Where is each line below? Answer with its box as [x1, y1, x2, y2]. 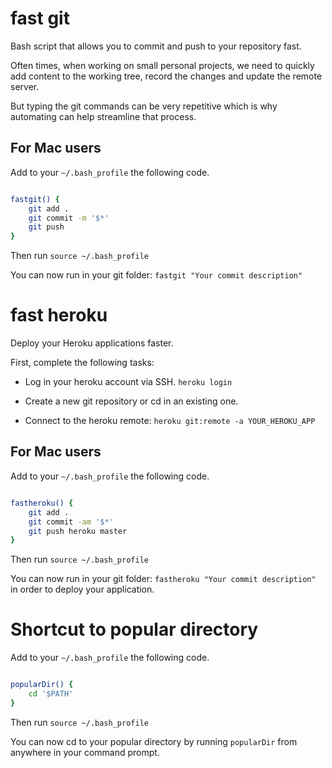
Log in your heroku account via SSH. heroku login [24, 376, 233, 388]
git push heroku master [28, 526, 128, 536]
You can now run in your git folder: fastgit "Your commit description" [10, 269, 303, 281]
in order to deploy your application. [10, 583, 155, 596]
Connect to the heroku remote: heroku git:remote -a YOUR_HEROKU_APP [24, 415, 316, 427]
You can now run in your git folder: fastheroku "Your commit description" [10, 573, 317, 585]
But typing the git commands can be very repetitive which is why [10, 100, 278, 112]
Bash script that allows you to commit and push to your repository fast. [10, 40, 302, 52]
